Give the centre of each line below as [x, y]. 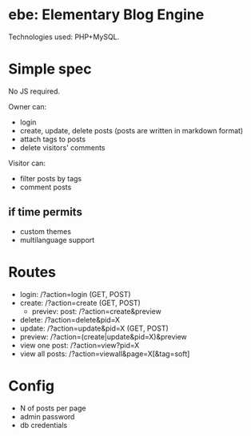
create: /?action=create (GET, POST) [80, 303]
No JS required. [34, 91]
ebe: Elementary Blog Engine [106, 15]
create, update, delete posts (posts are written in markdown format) [131, 130]
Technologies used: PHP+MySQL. [64, 37]
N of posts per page [53, 408]
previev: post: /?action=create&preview [96, 311]
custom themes [46, 231]
